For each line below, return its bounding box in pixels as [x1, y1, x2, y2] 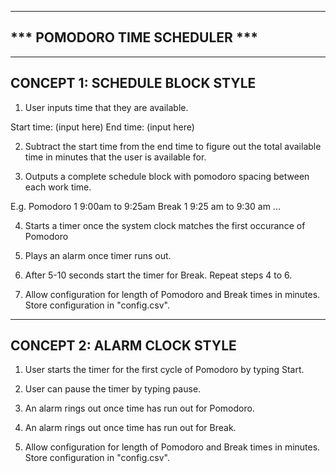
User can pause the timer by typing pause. [24, 383, 202, 395]
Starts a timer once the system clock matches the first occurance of [24, 219, 306, 231]
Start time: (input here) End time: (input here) [10, 121, 195, 133]
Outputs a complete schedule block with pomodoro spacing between [24, 170, 310, 182]
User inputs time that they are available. [24, 101, 189, 113]
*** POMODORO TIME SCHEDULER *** [10, 29, 259, 46]
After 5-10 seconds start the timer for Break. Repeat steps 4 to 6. [24, 269, 293, 281]
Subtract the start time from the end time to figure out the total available [24, 140, 322, 152]
